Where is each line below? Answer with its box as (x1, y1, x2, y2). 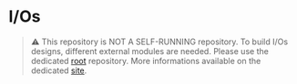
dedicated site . (30, 65, 87, 76)
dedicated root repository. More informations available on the (30, 55, 261, 66)
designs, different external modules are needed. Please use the (30, 45, 270, 56)
